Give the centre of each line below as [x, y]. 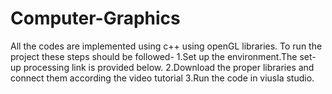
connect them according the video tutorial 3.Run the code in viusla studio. [162, 78]
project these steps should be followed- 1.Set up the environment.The [154, 56]
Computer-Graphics [95, 18]
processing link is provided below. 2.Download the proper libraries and [169, 67]
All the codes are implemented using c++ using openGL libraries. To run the [166, 46]
